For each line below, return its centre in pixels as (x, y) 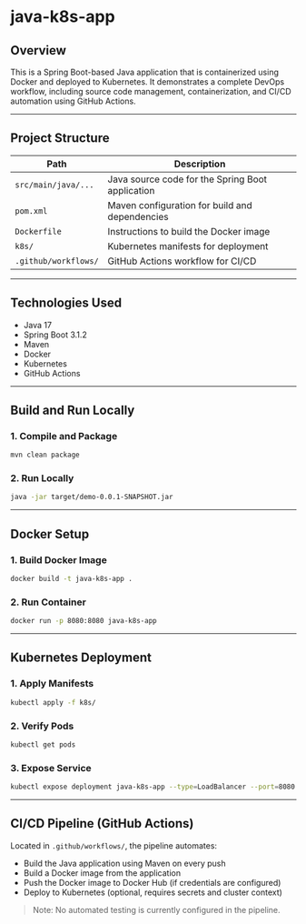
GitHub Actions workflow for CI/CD (182, 261)
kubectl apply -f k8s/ (53, 702)
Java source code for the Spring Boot (187, 179)
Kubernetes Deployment (81, 658)
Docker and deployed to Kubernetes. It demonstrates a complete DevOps (148, 82)
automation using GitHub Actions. (73, 101)
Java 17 (38, 325)
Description (200, 164)
